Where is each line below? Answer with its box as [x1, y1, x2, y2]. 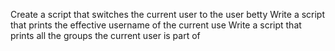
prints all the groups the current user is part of [10, 30, 201, 41]
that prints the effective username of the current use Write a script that [10, 19, 302, 31]
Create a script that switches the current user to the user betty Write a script [10, 9, 326, 20]
